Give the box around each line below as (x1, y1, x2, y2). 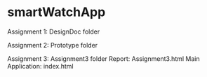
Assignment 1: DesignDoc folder (7, 27, 100, 36)
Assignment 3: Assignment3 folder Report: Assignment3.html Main (7, 54, 200, 63)
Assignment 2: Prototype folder (7, 41, 98, 49)
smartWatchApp (7, 4, 106, 20)
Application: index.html (7, 62, 74, 70)
